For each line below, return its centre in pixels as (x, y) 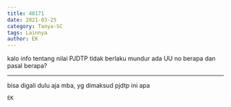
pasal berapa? (27, 66)
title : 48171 (26, 13)
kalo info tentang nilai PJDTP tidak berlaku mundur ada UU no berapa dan (111, 58)
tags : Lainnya (27, 33)
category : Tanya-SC (35, 26)
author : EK (23, 39)
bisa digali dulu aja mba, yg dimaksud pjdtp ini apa (78, 86)
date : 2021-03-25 (32, 20)
